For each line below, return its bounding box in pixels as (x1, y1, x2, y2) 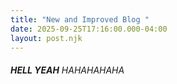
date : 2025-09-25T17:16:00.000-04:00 (10, 24, 168, 34)
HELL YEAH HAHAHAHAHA (10, 64, 125, 76)
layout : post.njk (10, 33, 83, 43)
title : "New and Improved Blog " (10, 14, 150, 25)
